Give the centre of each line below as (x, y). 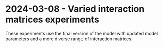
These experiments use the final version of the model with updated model (82, 33)
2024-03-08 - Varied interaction (75, 9)
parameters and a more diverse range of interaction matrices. (69, 39)
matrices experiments (52, 20)
